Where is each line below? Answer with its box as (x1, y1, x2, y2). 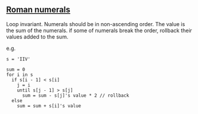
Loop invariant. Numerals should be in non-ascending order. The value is (6, 20, 185, 27)
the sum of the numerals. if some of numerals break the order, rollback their (6, 27, 193, 34)
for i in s (6, 71, 33, 78)
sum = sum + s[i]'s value (17, 103, 82, 109)
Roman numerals (6, 5, 70, 15)
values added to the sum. (6, 33, 69, 40)
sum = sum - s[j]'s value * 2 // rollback (21, 92, 129, 99)
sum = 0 (6, 66, 26, 72)
